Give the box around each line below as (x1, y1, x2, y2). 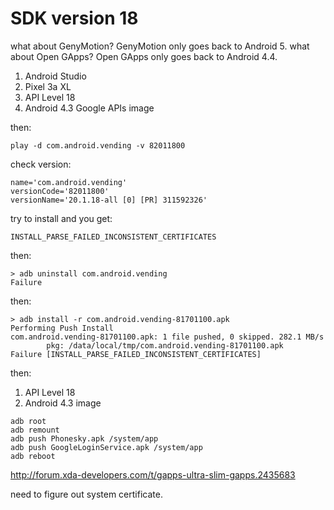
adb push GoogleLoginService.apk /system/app (10, 442, 203, 452)
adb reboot (10, 451, 56, 461)
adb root (10, 416, 47, 426)
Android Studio (24, 70, 87, 82)
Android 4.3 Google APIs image (24, 102, 155, 114)
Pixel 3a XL (24, 80, 72, 92)
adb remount (10, 425, 60, 435)
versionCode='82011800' (10, 186, 110, 196)
